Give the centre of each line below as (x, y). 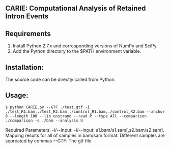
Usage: (17, 95)
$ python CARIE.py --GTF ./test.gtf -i (48, 107)
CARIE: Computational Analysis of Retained (76, 8)
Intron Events (27, 17)
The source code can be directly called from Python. (61, 80)
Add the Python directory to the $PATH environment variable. (77, 51)
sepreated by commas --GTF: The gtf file (48, 141)
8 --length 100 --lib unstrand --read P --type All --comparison (76, 116)
